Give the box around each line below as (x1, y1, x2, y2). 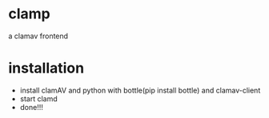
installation (8, 59, 85, 77)
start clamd (19, 93, 58, 104)
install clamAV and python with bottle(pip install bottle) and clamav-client (19, 85, 261, 95)
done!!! (19, 102, 44, 112)
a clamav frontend (8, 31, 69, 41)
